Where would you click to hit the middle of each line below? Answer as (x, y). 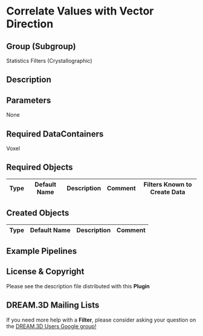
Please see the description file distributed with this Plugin (78, 286)
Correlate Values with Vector (80, 11)
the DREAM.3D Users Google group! (51, 326)
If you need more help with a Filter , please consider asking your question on (101, 320)
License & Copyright (45, 272)
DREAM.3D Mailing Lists (53, 305)
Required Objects (40, 167)
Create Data (168, 192)
